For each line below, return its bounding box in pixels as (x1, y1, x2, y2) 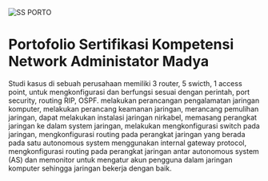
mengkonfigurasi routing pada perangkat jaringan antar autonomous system (8, 146, 260, 155)
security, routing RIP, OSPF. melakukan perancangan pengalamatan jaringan (8, 96, 260, 105)
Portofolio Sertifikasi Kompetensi (8, 36, 234, 53)
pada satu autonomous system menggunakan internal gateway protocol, (8, 138, 246, 148)
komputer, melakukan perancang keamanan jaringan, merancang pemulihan (8, 104, 259, 113)
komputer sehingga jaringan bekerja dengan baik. (8, 163, 172, 173)
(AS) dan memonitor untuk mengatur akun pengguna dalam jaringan (8, 155, 233, 164)
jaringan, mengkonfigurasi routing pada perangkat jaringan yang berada (8, 129, 246, 139)
